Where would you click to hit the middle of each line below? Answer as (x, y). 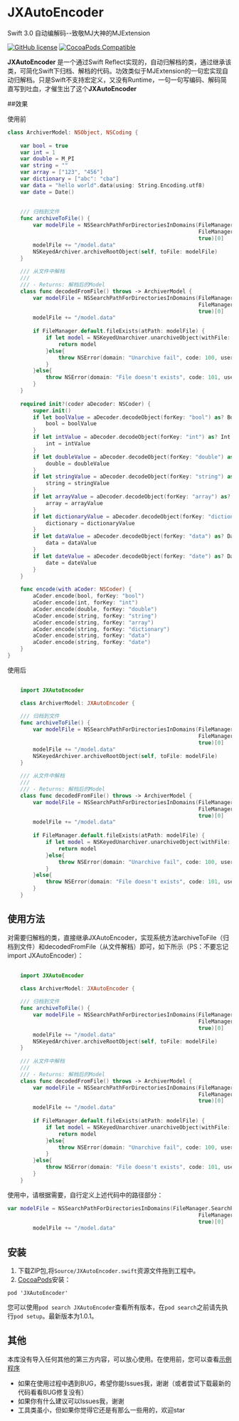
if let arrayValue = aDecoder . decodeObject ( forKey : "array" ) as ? (132, 497)
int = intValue (68, 444)
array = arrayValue (74, 503)
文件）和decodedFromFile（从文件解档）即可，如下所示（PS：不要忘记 (124, 946)
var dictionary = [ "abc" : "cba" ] (70, 179)
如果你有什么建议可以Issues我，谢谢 (71, 1401)
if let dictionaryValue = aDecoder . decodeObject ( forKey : (119, 516)
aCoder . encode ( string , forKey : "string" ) (95, 616)
